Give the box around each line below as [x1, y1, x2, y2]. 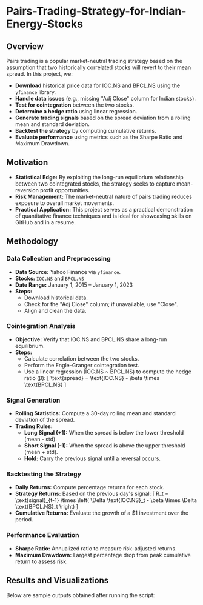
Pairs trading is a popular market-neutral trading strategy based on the [6, 58, 183, 64]
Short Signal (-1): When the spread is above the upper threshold [24, 442, 185, 449]
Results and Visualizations [6, 575, 109, 586]
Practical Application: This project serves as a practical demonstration [15, 206, 193, 213]
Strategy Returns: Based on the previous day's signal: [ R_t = [15, 490, 168, 498]
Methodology [6, 236, 59, 247]
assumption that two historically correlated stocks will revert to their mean [6, 64, 191, 71]
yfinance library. [15, 89, 56, 95]
